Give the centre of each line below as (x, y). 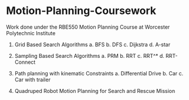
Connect (25, 62)
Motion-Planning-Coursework (81, 11)
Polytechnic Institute (31, 33)
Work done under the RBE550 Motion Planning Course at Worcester (88, 27)
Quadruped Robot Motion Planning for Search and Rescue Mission (95, 91)
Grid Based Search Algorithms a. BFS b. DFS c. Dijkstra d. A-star (92, 44)
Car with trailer (33, 80)
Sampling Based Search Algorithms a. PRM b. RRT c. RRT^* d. (89, 56)
